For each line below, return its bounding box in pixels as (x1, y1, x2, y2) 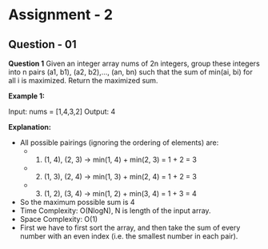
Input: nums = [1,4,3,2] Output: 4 (8, 106, 116, 116)
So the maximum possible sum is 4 (19, 198, 135, 207)
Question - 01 (8, 38, 77, 51)
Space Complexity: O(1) (19, 215, 98, 223)
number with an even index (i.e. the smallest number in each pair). (19, 231, 238, 241)
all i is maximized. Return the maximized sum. (8, 76, 158, 85)
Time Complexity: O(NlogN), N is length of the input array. (19, 206, 211, 215)
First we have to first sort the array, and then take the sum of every (19, 223, 241, 232)
